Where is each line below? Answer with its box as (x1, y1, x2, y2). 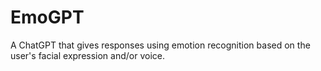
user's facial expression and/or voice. (10, 49, 165, 61)
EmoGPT (10, 6, 85, 29)
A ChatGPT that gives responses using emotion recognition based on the (10, 39, 311, 51)
